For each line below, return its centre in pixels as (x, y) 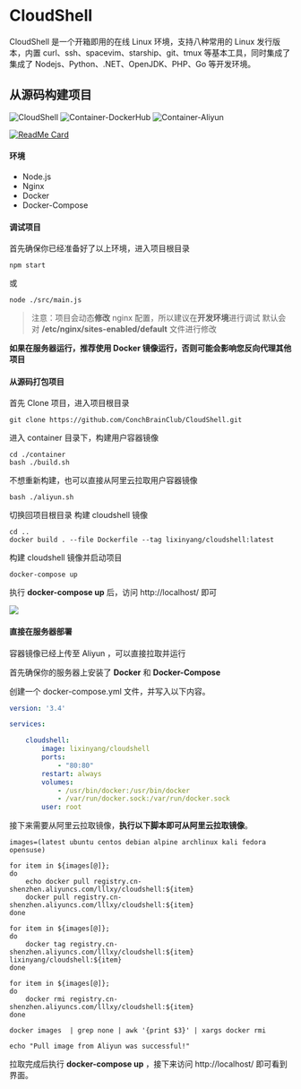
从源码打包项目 (37, 381)
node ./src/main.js (46, 300)
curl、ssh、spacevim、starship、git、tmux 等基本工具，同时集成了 (167, 52)
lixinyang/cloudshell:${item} (66, 960)
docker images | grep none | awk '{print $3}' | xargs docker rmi (138, 1031)
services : (28, 724)
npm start (28, 265)
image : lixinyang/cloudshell (96, 749)
